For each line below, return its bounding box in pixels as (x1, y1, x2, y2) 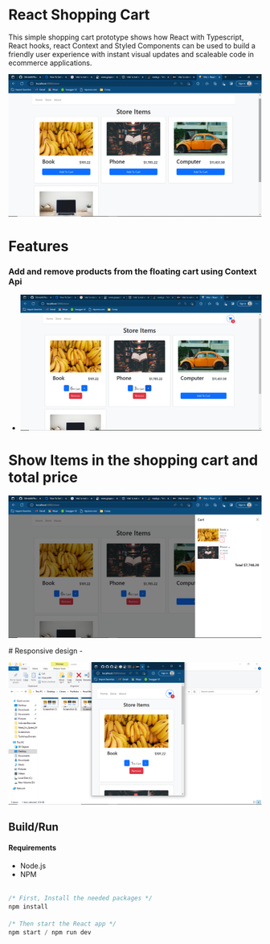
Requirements (8, 843, 57, 852)
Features (8, 238, 69, 255)
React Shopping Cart (8, 6, 150, 24)
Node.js (19, 860, 47, 871)
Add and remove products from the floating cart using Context (8, 266, 257, 277)
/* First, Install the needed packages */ (8, 894, 153, 903)
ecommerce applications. (8, 58, 92, 68)
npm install (8, 903, 48, 911)
